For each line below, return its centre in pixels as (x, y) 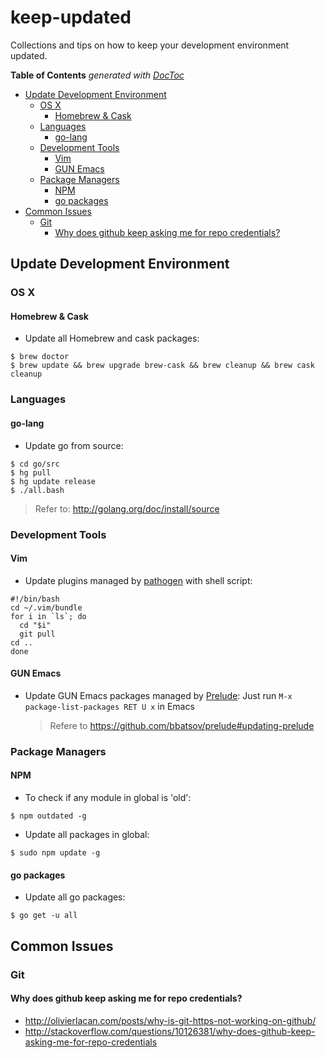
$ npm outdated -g (48, 816)
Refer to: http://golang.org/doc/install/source (127, 508)
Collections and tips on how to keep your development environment (150, 45)
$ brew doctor (40, 357)
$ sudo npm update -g (55, 853)
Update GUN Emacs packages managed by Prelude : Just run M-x (158, 695)
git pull (37, 634)
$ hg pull (31, 472)
